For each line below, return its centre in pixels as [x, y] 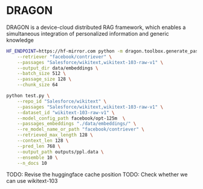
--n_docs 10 [32, 163]
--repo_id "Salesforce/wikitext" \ [62, 101]
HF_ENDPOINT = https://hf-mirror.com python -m [64, 51]
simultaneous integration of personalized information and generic [88, 33]
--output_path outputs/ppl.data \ [60, 152]
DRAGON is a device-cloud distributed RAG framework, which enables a [96, 27]
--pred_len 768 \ [39, 146]
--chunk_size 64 [38, 85]
